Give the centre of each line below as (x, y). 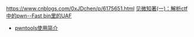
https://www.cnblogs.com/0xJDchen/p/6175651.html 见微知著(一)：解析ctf (97, 8)
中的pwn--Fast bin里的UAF (39, 16)
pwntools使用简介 (36, 28)
